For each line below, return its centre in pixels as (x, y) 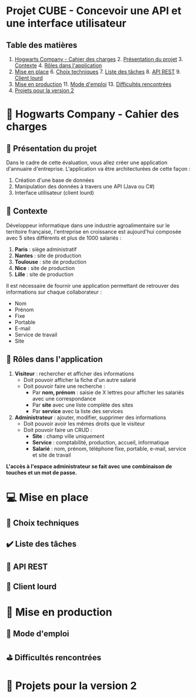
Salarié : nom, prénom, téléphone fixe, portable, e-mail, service (109, 448)
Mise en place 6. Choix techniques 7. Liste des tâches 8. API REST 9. (98, 72)
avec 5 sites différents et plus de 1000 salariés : (64, 238)
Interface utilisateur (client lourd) (54, 193)
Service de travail (36, 334)
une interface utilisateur (66, 23)
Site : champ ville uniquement (68, 436)
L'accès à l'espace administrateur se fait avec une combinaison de (89, 466)
